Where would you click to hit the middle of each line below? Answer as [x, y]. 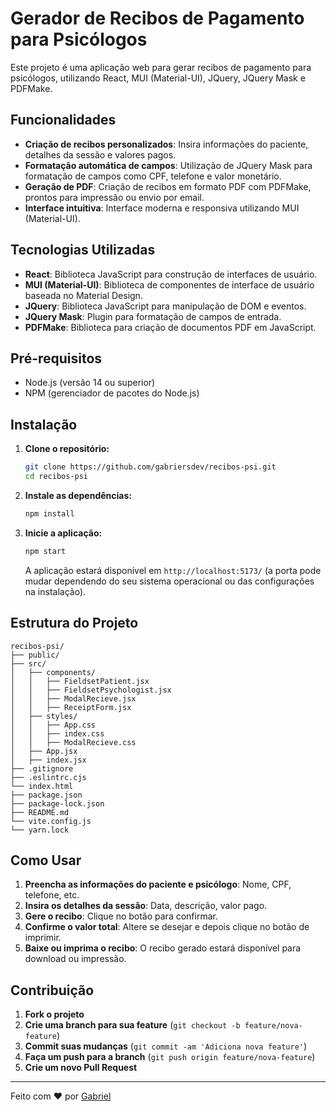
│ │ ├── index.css [57, 733]
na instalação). [55, 591]
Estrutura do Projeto [74, 623]
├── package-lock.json [57, 803]
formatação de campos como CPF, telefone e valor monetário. [153, 176]
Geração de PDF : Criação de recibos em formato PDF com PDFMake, [168, 186]
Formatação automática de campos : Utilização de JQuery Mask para [168, 165]
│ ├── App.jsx [44, 751]
